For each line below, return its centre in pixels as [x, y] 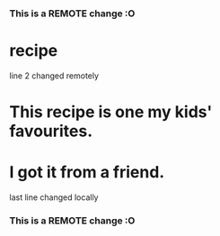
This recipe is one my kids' [111, 112]
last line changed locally [54, 197]
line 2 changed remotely [54, 76]
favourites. [51, 131]
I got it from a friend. [87, 172]
